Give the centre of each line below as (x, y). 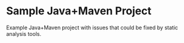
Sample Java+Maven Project (79, 11)
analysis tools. (24, 33)
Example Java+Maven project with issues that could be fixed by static (92, 27)
